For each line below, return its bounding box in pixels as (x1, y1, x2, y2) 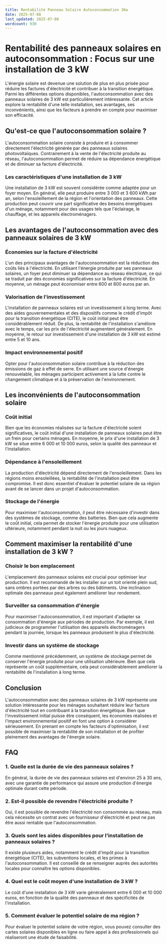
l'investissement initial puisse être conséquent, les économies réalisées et (5, 713, 157, 719)
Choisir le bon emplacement (5, 563, 75, 569)
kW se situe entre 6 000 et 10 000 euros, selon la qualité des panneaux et (5, 441, 157, 447)
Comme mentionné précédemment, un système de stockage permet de (5, 653, 152, 659)
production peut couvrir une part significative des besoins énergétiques (5, 200, 153, 207)
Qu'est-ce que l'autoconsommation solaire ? (5, 127, 147, 135)
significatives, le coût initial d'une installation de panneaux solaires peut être (5, 430, 162, 436)
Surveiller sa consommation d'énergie (5, 602, 100, 609)
